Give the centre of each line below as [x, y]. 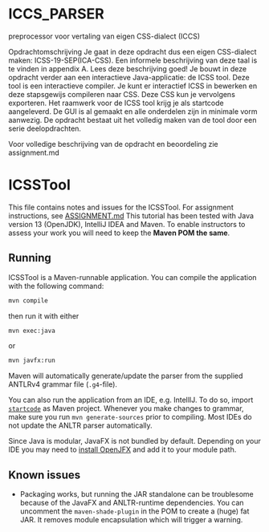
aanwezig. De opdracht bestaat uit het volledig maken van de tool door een [132, 120]
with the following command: [56, 286]
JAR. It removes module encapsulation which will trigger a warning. [131, 520]
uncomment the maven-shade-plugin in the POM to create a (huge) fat [134, 511]
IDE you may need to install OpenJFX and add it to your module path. [122, 449]
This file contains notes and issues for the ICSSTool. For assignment [121, 207]
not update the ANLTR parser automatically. [80, 425]
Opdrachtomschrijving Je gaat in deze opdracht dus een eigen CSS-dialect [132, 51]
